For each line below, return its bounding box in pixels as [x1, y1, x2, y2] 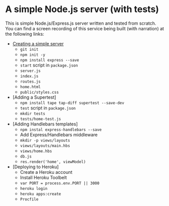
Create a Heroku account [20, 169, 73, 175]
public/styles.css [20, 90, 59, 95]
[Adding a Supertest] [12, 94, 57, 100]
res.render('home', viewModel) [20, 159, 86, 164]
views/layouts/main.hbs [20, 143, 71, 148]
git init [20, 47, 39, 52]
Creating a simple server [12, 40, 64, 46]
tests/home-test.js [20, 116, 62, 121]
